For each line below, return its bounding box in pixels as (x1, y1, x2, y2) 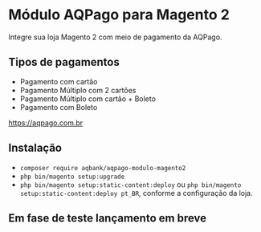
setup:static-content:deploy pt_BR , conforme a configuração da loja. (19, 188, 253, 197)
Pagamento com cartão (19, 76, 98, 86)
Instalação (8, 141, 63, 155)
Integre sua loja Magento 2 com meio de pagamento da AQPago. (8, 32, 222, 42)
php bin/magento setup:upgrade (19, 173, 125, 181)
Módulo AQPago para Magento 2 (8, 6, 230, 24)
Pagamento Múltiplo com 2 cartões (19, 85, 137, 95)
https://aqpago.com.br (8, 118, 84, 128)
